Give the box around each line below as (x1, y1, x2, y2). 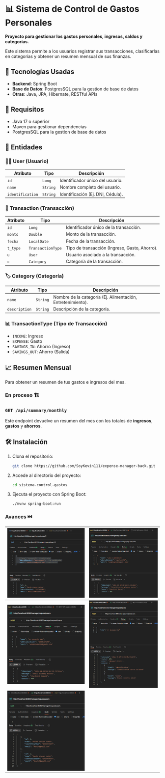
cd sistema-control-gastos (12, 482, 68, 487)
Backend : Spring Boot (12, 81, 57, 86)
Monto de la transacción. (66, 231, 116, 237)
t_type (7, 246, 21, 250)
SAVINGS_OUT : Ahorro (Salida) (12, 349, 70, 355)
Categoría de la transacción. (66, 258, 123, 265)
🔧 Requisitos (5, 106, 44, 114)
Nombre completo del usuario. (59, 184, 121, 190)
